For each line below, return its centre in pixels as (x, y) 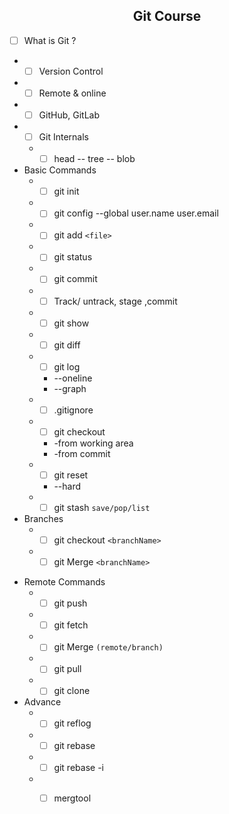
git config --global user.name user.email (136, 213)
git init (66, 191)
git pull (67, 669)
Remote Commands (64, 582)
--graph (70, 388)
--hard (67, 486)
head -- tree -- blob (94, 159)
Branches (43, 518)
